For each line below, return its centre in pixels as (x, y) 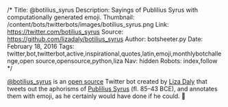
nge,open (21, 61)
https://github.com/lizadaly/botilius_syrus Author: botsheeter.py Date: (105, 39)
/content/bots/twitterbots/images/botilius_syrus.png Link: (88, 24)
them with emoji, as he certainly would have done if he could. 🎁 (97, 96)
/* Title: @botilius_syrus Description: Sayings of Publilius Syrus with (103, 10)
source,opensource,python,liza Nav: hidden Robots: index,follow (126, 61)
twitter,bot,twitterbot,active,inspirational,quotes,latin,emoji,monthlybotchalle (114, 53)
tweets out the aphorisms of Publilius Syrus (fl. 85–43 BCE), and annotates (112, 89)
